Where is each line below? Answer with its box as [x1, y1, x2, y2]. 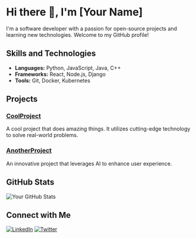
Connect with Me [6, 210, 71, 220]
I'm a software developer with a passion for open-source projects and [6, 25, 177, 32]
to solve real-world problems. [6, 132, 78, 139]
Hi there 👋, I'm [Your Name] [6, 5, 143, 19]
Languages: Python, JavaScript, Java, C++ [14, 64, 121, 71]
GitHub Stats [6, 177, 55, 188]
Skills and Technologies [6, 49, 96, 59]
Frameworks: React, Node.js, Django [14, 71, 106, 78]
